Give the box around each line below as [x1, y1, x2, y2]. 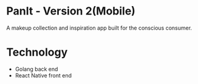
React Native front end [15, 71, 72, 79]
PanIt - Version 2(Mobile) [6, 4, 135, 18]
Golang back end [15, 65, 58, 73]
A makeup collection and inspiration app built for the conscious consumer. [6, 24, 193, 31]
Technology [6, 45, 68, 59]
